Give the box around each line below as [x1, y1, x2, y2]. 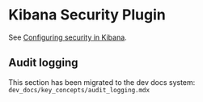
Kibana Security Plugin [8, 6, 166, 24]
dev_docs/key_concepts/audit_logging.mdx [8, 86, 150, 94]
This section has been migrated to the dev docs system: [8, 77, 196, 87]
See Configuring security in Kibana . [8, 32, 127, 42]
